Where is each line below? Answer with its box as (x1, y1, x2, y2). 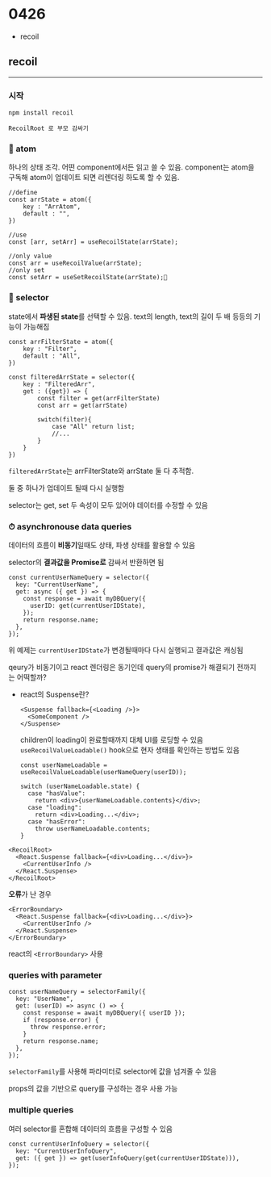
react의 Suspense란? (19, 689, 90, 699)
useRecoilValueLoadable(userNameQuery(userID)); (19, 768, 187, 776)
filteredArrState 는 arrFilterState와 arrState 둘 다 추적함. (8, 466, 194, 475)
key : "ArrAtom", (23, 203, 81, 211)
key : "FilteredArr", (23, 380, 95, 388)
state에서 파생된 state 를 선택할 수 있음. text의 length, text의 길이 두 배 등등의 (8, 312, 252, 321)
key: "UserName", (15, 995, 74, 1003)
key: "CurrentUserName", (15, 580, 99, 588)
